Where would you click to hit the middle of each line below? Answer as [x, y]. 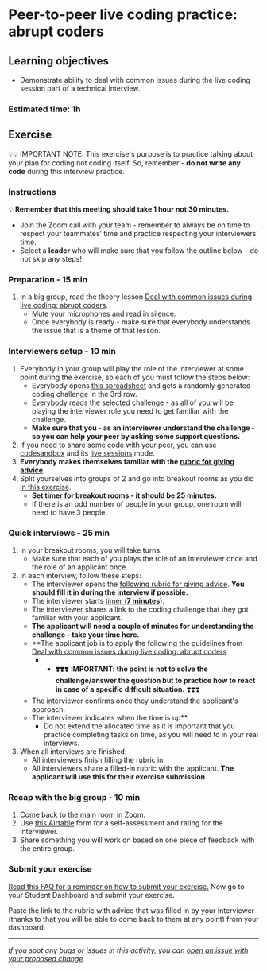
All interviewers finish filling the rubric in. [98, 759]
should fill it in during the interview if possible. [110, 592]
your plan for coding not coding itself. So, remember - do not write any [124, 163]
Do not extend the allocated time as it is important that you [139, 726]
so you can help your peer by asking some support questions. [136, 436]
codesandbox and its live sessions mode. [87, 453]
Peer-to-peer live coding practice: [123, 15]
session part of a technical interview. [80, 88]
